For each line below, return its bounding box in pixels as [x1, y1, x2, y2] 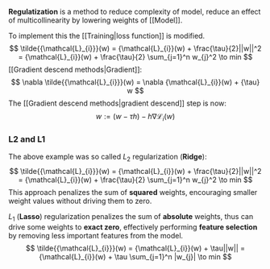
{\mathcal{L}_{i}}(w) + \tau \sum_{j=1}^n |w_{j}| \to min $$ [39, 251, 232, 261]
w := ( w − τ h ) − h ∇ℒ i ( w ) [95, 112, 176, 123]
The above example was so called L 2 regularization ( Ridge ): [8, 152, 207, 163]
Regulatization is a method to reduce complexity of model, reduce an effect [8, 7, 261, 16]
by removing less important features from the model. [8, 230, 184, 240]
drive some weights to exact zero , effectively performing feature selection [8, 221, 258, 232]
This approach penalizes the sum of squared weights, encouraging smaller [8, 187, 258, 197]
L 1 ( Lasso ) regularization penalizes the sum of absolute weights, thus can [8, 211, 254, 223]
